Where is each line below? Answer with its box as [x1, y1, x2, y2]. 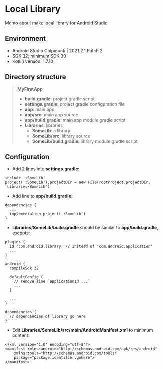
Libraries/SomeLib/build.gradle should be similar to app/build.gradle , [12, 225, 158, 231]
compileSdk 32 [9, 266, 39, 271]
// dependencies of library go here [9, 314, 86, 319]
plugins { [5, 240, 26, 245]
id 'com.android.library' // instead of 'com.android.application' [9, 244, 153, 249]
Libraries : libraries [24, 122, 63, 128]
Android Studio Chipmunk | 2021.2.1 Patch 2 [12, 47, 103, 53]
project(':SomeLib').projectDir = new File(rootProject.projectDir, [5, 180, 151, 185]
